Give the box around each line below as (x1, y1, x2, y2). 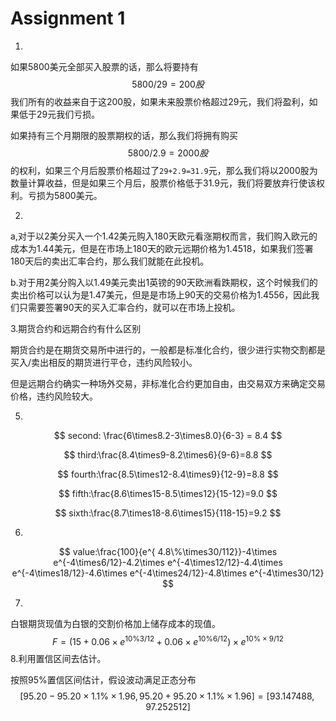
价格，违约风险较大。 (10, 390, 98, 402)
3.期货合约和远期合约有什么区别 (10, 322, 142, 334)
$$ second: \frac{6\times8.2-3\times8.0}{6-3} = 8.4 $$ (53, 429, 283, 441)
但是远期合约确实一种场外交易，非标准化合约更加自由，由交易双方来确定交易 (10, 377, 326, 389)
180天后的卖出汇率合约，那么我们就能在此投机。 (10, 255, 210, 267)
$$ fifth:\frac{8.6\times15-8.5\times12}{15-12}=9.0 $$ (58, 487, 278, 499)
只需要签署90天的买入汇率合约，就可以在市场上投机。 (18, 301, 241, 313)
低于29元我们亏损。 (18, 108, 101, 120)
